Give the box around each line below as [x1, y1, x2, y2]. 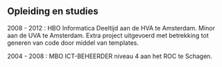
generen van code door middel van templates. [7, 38, 139, 47]
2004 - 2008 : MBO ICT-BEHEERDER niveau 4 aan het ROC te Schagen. [7, 52, 213, 60]
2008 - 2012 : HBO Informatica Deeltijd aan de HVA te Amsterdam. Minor [7, 23, 215, 32]
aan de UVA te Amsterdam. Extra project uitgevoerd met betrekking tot [7, 31, 210, 39]
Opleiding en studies [7, 6, 99, 17]
